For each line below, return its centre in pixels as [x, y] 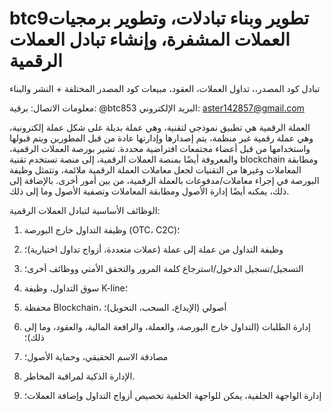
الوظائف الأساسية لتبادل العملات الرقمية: [85, 210]
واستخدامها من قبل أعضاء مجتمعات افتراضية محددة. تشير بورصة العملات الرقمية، [160, 148]
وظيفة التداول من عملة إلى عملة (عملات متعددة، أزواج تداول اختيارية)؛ [153, 249]
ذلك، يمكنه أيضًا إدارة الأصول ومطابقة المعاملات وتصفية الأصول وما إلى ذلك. [149, 191]
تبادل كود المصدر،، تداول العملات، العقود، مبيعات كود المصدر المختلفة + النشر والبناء [165, 88]
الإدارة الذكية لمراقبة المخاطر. [79, 376]
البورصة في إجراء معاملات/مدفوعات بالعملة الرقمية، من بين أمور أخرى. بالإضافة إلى [164, 180]
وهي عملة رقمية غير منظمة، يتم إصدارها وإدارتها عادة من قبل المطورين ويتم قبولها [161, 138]
